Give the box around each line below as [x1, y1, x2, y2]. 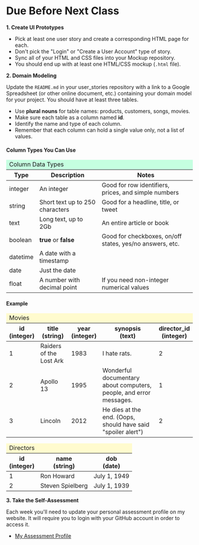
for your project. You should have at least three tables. [6, 96, 139, 103]
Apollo [40, 378, 58, 386]
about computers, [102, 381, 152, 390]
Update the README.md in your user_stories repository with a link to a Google [6, 83, 190, 90]
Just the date [39, 266, 76, 275]
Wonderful [102, 366, 132, 375]
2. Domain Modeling [6, 72, 57, 79]
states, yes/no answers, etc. [101, 240, 179, 248]
